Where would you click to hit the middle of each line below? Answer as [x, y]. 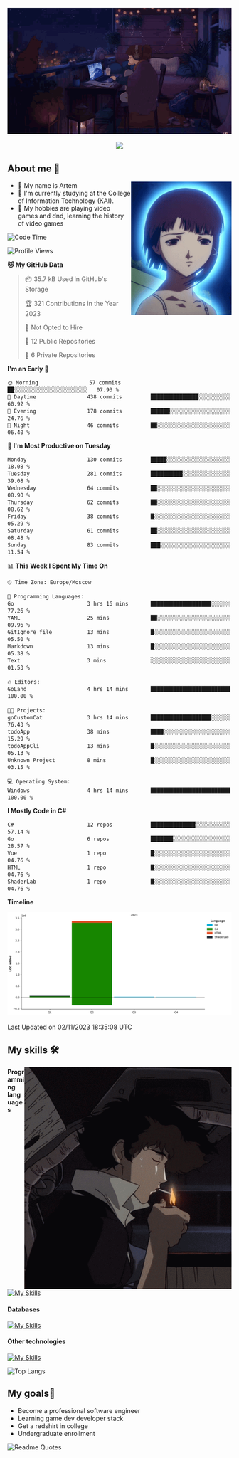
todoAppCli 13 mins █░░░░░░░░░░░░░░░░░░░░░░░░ [119, 746]
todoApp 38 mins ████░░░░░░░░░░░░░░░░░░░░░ [119, 732]
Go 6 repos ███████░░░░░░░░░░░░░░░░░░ [119, 839]
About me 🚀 [34, 168]
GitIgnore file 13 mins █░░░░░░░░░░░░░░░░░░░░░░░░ [119, 633]
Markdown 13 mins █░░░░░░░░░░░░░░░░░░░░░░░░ [119, 647]
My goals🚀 [31, 1394]
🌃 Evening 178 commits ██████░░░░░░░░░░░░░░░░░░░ [119, 411]
